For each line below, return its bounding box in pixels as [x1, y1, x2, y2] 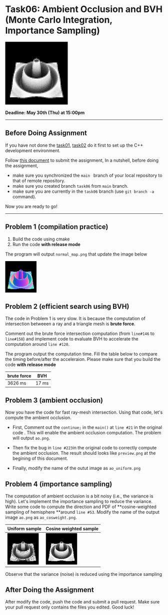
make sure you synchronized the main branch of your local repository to [12, 172, 162, 178]
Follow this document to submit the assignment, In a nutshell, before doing [5, 157, 159, 163]
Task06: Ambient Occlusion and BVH [5, 4, 162, 15]
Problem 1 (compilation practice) [5, 222, 108, 231]
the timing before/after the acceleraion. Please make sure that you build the [5, 356, 161, 362]
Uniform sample [7, 526, 41, 532]
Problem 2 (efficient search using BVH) [5, 302, 129, 311]
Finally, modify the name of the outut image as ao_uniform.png [12, 465, 141, 471]
